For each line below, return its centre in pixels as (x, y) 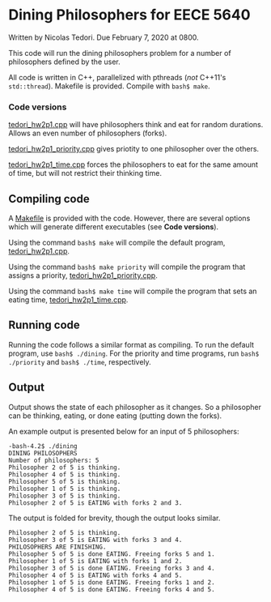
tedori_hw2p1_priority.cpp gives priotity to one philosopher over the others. (134, 149)
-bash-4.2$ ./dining (43, 446)
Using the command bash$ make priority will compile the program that (127, 267)
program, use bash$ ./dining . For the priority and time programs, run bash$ (134, 353)
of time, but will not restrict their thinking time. (85, 173)
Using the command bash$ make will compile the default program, (117, 243)
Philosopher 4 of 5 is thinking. (65, 474)
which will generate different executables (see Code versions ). (114, 227)
